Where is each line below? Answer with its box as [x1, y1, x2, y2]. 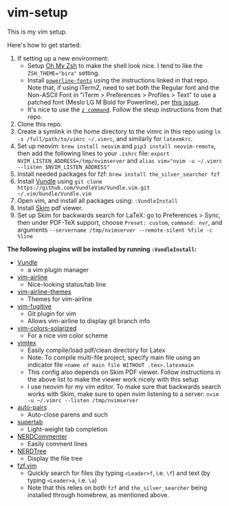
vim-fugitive [17, 302, 52, 310]
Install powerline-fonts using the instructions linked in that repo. [27, 76, 210, 84]
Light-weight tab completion [27, 425, 108, 433]
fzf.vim [17, 461, 37, 470]
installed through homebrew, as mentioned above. [27, 490, 170, 499]
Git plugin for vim [27, 309, 77, 318]
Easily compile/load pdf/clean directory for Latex [27, 346, 166, 354]
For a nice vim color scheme [27, 331, 108, 340]
